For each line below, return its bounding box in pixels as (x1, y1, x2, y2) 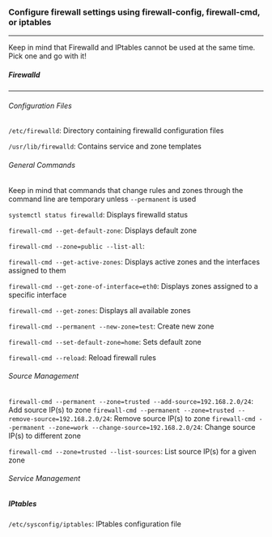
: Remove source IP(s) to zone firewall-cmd (109, 413, 256, 423)
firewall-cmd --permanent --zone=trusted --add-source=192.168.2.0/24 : (8, 396, 253, 406)
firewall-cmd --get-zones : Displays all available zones (8, 305, 191, 315)
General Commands (8, 161, 75, 170)
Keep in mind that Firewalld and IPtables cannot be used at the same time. (8, 43, 256, 53)
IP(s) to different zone (8, 431, 81, 440)
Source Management (8, 372, 79, 381)
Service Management (8, 474, 81, 483)
